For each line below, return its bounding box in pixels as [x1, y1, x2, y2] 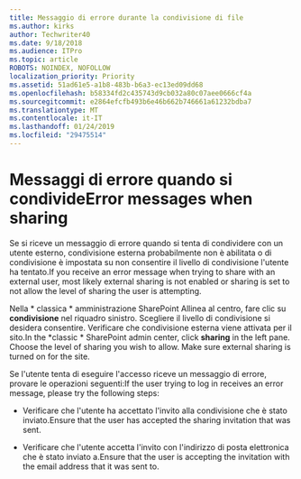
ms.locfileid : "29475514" [9, 131, 106, 140]
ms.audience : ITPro [9, 47, 83, 56]
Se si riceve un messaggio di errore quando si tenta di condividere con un [9, 237, 284, 248]
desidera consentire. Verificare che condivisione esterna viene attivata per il [9, 322, 293, 333]
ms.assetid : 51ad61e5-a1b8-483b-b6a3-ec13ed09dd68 [9, 80, 204, 89]
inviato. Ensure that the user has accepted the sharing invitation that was [22, 414, 291, 425]
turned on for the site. [9, 351, 90, 362]
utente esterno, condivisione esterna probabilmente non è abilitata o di [9, 247, 272, 258]
